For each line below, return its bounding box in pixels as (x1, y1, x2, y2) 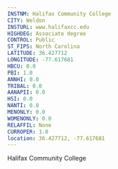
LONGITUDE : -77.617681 (7, 56, 74, 63)
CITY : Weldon (7, 17, 46, 24)
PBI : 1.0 (7, 69, 33, 76)
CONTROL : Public (7, 37, 55, 44)
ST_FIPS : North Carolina (7, 43, 80, 50)
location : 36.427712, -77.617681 (7, 134, 105, 142)
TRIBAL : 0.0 (7, 82, 42, 89)
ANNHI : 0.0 (7, 75, 39, 83)
